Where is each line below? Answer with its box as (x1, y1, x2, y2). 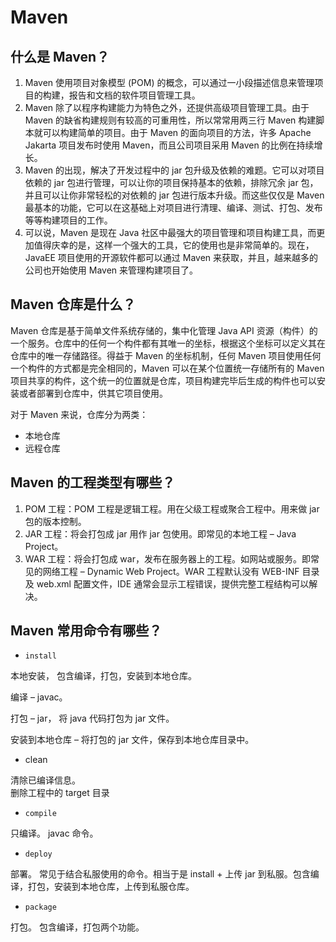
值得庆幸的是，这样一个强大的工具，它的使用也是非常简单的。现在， (33, 239, 315, 251)
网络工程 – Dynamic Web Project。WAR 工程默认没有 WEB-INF (42, 565, 300, 577)
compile (24, 809, 57, 819)
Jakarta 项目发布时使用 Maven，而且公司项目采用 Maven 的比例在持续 (24, 139, 315, 151)
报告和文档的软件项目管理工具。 (68, 89, 201, 101)
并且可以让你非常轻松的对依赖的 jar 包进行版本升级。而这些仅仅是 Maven (24, 189, 325, 201)
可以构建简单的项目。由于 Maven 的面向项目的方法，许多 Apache (42, 127, 312, 138)
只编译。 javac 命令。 (10, 827, 99, 840)
